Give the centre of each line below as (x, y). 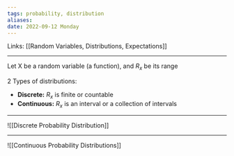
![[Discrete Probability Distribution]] (58, 125)
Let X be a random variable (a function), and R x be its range (93, 67)
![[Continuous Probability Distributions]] (64, 145)
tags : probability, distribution (56, 14)
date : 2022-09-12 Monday (43, 26)
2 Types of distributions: (42, 81)
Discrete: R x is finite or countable (65, 96)
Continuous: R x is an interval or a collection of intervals (97, 104)
